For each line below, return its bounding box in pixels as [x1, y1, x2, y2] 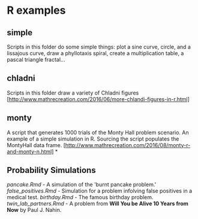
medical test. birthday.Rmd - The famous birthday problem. [7, 194, 154, 201]
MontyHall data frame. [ [7, 141, 65, 148]
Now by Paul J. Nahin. [7, 206, 62, 214]
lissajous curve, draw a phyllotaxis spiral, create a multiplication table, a [7, 50, 184, 57]
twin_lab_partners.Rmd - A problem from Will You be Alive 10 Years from [7, 200, 188, 207]
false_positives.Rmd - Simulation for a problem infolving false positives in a [7, 187, 193, 194]
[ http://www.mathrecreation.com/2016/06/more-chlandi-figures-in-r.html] [7, 95, 190, 102]
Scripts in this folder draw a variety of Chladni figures [7, 89, 139, 96]
